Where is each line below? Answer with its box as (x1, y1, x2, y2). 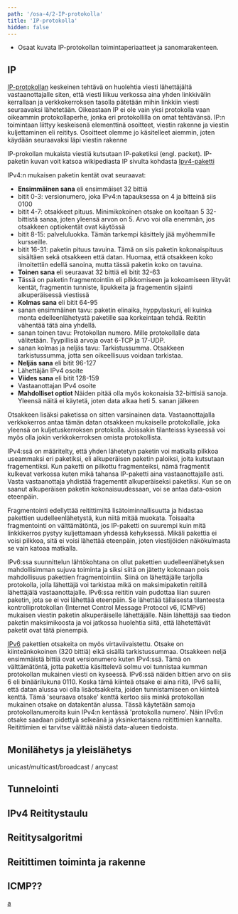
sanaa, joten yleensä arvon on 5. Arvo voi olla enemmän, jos (39, 215, 215, 224)
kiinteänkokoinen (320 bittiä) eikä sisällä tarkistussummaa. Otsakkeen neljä (7, 648, 227, 656)
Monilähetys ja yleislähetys (7, 744, 132, 756)
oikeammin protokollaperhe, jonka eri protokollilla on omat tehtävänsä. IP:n (7, 113, 226, 122)
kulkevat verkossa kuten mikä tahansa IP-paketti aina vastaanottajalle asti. (7, 469, 225, 478)
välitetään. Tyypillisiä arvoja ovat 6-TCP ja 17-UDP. (17, 336, 166, 345)
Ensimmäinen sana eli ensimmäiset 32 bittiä (17, 185, 148, 193)
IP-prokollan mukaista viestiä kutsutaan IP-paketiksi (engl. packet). (7, 150, 202, 158)
